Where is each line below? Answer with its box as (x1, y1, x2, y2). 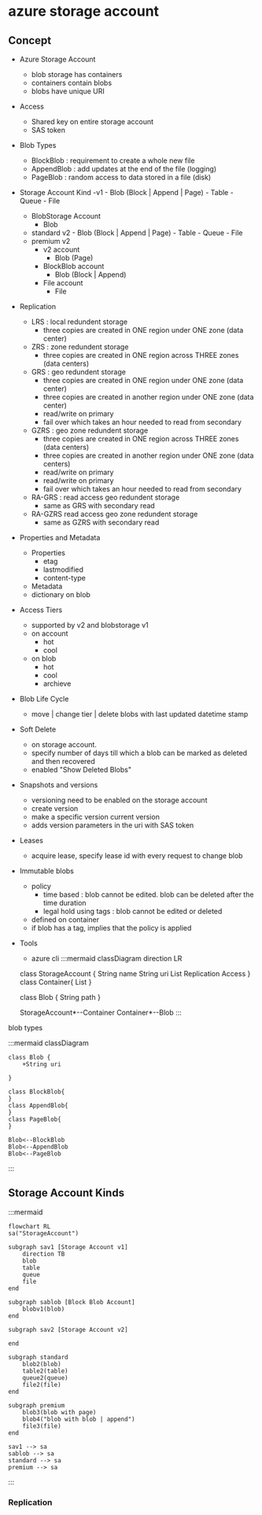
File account (42, 278, 83, 287)
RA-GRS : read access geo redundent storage (31, 492, 180, 502)
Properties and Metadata (19, 533, 101, 542)
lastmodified (42, 565, 84, 574)
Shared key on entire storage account (31, 117, 154, 126)
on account (31, 628, 68, 638)
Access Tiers (19, 605, 63, 614)
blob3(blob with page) (22, 1408, 97, 1416)
